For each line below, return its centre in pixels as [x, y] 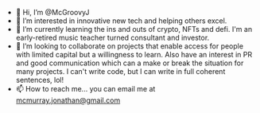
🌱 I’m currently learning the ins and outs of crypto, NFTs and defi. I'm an [134, 29]
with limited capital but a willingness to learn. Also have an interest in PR [134, 55]
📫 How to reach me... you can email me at [85, 89]
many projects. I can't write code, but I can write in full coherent [120, 71]
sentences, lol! [40, 80]
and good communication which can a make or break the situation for [130, 63]
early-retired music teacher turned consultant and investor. [113, 37]
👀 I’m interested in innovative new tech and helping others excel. [121, 21]
